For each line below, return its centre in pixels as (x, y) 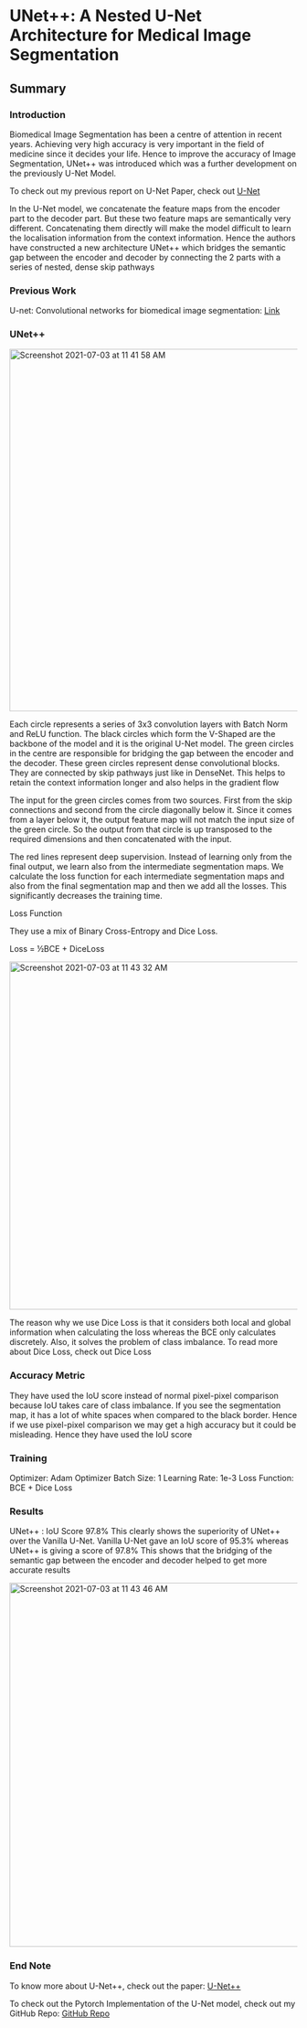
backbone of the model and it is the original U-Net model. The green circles (152, 744)
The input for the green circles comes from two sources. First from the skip (151, 800)
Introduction (37, 114)
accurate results (40, 1570)
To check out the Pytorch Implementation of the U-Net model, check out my (153, 2003)
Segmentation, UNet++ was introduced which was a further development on (153, 163)
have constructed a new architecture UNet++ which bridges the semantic (148, 247)
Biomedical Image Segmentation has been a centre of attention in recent (146, 134)
